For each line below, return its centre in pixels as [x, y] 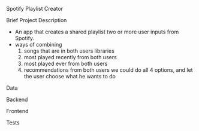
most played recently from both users [70, 57]
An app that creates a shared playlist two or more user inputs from [97, 32]
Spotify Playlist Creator [35, 9]
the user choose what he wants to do [70, 76]
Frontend [17, 111]
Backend [17, 99]
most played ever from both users [66, 63]
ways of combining [38, 45]
